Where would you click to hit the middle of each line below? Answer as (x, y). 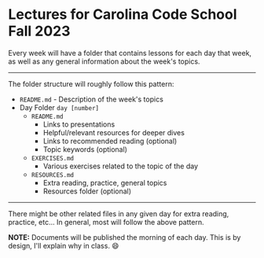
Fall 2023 (39, 31)
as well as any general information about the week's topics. (104, 61)
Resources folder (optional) (87, 191)
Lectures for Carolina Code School (123, 15)
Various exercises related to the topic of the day (121, 166)
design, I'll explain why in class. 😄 (64, 245)
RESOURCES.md (53, 175)
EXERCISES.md (53, 158)
